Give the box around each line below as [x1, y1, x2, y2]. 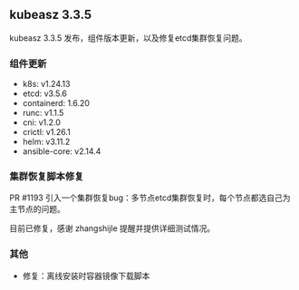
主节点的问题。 [9, 204, 65, 215]
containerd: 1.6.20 [22, 98, 91, 109]
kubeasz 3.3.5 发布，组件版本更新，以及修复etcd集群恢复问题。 [9, 32, 247, 43]
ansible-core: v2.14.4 [22, 146, 101, 157]
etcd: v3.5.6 [22, 88, 68, 99]
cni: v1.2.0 [22, 117, 62, 128]
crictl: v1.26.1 [22, 127, 71, 138]
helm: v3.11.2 [22, 136, 71, 148]
